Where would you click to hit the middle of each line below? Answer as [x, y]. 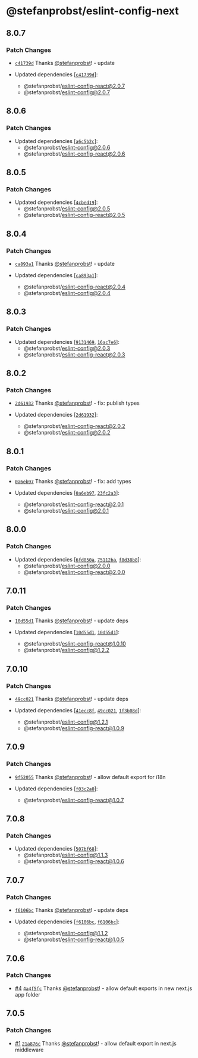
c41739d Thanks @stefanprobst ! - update [65, 63]
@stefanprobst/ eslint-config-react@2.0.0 [74, 572]
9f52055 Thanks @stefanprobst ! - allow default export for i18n [90, 777]
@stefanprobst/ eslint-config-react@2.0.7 [74, 86]
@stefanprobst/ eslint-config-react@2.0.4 [75, 287]
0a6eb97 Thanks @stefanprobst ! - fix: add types [73, 481]
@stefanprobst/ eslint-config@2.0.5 [67, 209]
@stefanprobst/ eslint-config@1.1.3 [66, 855]
